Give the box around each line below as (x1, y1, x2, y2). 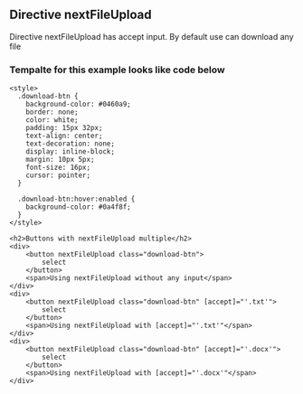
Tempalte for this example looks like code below (9, 63, 225, 76)
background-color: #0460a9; (25, 99, 131, 109)
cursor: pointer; (25, 171, 91, 180)
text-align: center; (25, 131, 103, 141)
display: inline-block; (25, 147, 116, 156)
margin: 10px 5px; (25, 155, 95, 164)
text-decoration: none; (25, 139, 116, 148)
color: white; (25, 116, 79, 125)
